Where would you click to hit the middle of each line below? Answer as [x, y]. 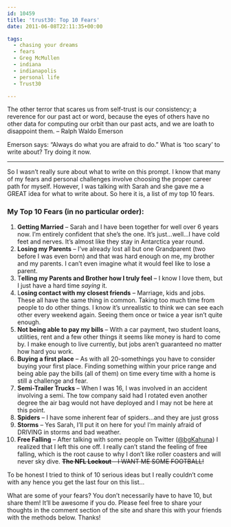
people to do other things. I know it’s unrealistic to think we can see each [120, 307]
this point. [31, 410]
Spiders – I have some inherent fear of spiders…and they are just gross [118, 417]
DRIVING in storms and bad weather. [69, 432]
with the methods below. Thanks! [54, 517]
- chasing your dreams [46, 46]
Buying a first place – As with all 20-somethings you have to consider [116, 359]
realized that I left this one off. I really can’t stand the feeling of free [112, 446]
